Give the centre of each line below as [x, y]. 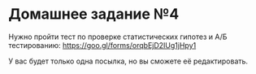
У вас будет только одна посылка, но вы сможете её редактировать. [128, 61]
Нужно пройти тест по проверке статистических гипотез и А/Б [118, 37]
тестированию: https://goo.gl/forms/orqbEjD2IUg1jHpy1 [102, 45]
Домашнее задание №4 [94, 14]
